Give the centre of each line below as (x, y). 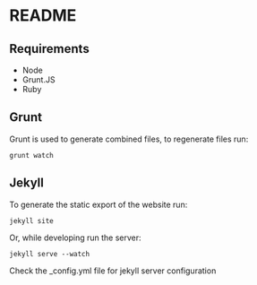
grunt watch (31, 155)
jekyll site (31, 220)
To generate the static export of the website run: (99, 204)
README (43, 16)
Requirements (49, 49)
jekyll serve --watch (50, 254)
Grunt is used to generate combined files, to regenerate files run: (129, 139)
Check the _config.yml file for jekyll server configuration (113, 271)
